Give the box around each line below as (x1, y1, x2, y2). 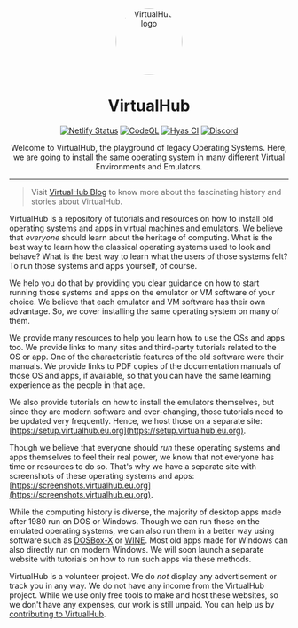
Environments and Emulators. (95, 161, 203, 171)
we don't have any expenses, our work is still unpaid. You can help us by (9, 599, 275, 609)
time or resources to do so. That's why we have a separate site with (9, 460, 257, 472)
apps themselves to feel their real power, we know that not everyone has (9, 451, 275, 462)
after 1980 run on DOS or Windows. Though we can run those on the (9, 515, 260, 526)
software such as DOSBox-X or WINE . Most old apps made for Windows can (9, 535, 288, 546)
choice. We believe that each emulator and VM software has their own (9, 296, 266, 307)
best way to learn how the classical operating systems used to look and (9, 241, 271, 252)
